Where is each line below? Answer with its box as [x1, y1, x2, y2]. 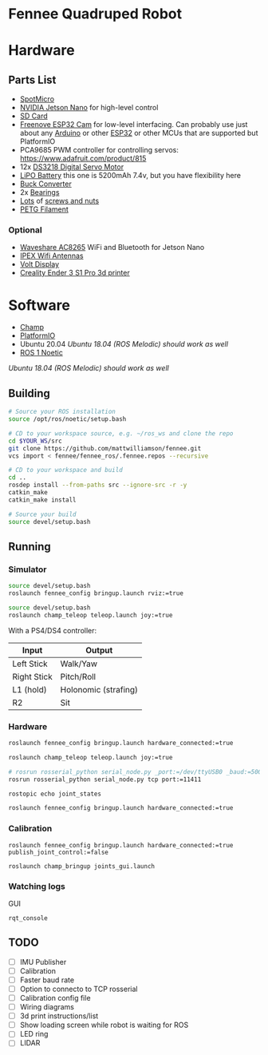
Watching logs [8, 880, 65, 891]
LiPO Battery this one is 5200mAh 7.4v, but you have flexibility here [19, 171, 242, 180]
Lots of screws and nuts [19, 196, 100, 206]
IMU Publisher [19, 957, 67, 966]
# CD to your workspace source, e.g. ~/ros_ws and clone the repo [8, 429, 234, 438]
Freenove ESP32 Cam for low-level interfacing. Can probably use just [19, 120, 248, 129]
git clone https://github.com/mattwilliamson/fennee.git [8, 444, 202, 452]
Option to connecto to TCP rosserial [19, 984, 138, 994]
